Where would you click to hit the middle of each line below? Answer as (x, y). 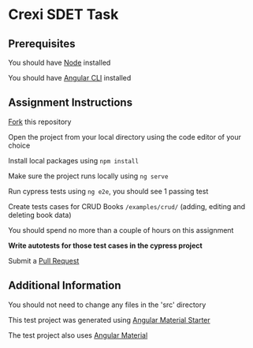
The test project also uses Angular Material (78, 335)
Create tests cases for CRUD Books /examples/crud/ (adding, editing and (127, 206)
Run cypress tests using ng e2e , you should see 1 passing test (108, 191)
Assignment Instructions (70, 103)
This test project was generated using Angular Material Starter (109, 320)
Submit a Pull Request (44, 260)
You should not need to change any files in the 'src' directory (107, 305)
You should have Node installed (60, 62)
